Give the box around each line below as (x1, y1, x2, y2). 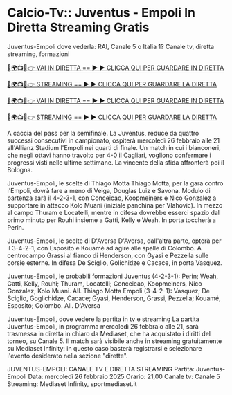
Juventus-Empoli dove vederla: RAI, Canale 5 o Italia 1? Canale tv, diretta (7, 42, 215, 50)
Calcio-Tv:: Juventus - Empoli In (7, 5, 196, 21)
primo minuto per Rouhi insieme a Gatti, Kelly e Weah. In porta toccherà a (7, 216, 216, 224)
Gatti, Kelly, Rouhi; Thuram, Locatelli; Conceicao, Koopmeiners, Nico (7, 279, 202, 288)
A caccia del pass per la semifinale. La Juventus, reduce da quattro (7, 129, 199, 137)
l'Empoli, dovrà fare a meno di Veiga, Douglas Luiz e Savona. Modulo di (7, 186, 211, 194)
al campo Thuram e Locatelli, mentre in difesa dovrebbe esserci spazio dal (7, 208, 220, 217)
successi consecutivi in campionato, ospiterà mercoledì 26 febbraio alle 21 (7, 136, 220, 145)
